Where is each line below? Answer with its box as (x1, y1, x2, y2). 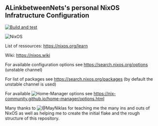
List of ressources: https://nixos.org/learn (5, 43, 88, 49)
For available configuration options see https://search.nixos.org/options (5, 61, 148, 67)
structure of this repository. (5, 115, 60, 121)
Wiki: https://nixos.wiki (5, 52, 50, 58)
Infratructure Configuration (5, 12, 90, 20)
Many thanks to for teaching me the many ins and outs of (5, 105, 150, 111)
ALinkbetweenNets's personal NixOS (5, 4, 120, 12)
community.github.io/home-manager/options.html (5, 96, 105, 101)
